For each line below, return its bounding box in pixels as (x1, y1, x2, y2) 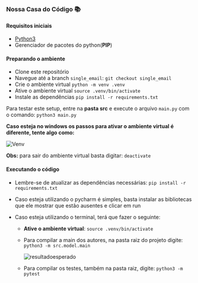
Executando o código (6, 166, 60, 173)
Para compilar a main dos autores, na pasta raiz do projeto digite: (23, 236, 183, 243)
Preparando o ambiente (6, 55, 65, 62)
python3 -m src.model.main (23, 243, 91, 249)
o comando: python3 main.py (6, 112, 77, 119)
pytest (23, 271, 40, 277)
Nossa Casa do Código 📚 (6, 5, 81, 13)
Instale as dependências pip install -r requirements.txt (14, 94, 158, 101)
